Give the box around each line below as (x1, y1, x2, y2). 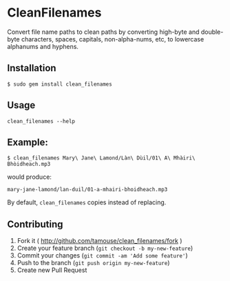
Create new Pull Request (17, 266, 87, 274)
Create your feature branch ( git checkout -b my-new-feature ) (17, 244, 194, 253)
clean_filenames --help (7, 117, 76, 125)
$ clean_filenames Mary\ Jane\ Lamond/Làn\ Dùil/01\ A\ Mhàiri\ (7, 155, 196, 162)
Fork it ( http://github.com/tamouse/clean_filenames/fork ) (17, 237, 182, 245)
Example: (7, 136, 48, 148)
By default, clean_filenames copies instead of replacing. (7, 198, 167, 206)
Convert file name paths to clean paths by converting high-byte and (7, 28, 200, 36)
